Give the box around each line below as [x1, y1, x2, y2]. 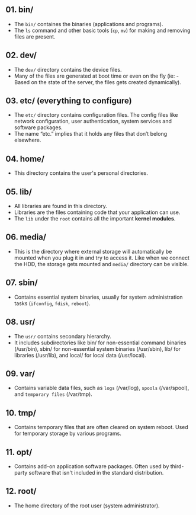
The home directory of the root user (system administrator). [14, 502, 160, 509]
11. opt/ [5, 447, 33, 457]
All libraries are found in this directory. [14, 203, 108, 210]
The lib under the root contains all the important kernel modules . [14, 215, 176, 222]
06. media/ [5, 232, 47, 242]
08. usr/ [5, 317, 36, 327]
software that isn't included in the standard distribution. [28, 469, 164, 476]
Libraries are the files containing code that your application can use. [14, 209, 181, 216]
